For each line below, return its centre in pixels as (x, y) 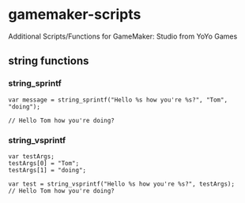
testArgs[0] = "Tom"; (44, 163)
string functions (49, 61)
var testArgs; (32, 156)
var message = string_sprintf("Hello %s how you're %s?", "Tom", (118, 100)
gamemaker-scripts (75, 15)
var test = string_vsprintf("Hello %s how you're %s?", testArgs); (122, 184)
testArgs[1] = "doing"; (47, 170)
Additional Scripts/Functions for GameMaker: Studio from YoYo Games (123, 36)
